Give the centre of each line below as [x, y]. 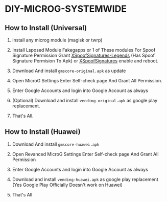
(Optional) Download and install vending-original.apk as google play [85, 100]
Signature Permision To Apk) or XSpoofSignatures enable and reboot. [85, 61]
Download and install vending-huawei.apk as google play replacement [85, 179]
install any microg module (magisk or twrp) [57, 40]
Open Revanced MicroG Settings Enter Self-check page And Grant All [85, 154]
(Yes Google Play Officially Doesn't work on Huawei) [67, 185]
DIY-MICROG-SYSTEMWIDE [66, 9]
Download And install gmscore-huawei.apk [56, 144]
